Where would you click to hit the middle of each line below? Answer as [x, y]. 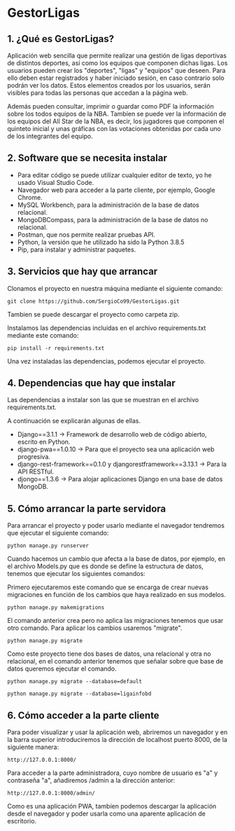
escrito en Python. [44, 442]
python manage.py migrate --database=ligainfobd [79, 694]
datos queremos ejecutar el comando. [62, 669]
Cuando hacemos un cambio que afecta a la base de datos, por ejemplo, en [116, 559]
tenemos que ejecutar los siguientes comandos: [76, 574]
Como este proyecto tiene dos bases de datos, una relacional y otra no [109, 654]
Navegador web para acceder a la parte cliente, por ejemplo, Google [116, 190]
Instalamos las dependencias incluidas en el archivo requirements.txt [107, 328]
